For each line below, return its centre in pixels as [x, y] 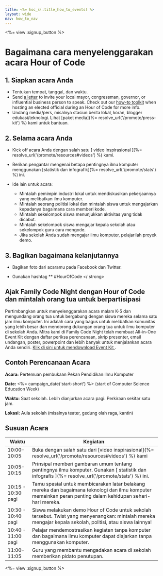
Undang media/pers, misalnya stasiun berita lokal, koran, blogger [77, 113]
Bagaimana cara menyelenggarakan [79, 52]
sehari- [142, 496]
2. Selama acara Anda [39, 138]
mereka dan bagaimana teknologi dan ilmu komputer [92, 490]
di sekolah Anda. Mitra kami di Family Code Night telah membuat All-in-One [81, 332]
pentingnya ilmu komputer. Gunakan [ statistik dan [89, 470]
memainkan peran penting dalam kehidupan [82, 496]
